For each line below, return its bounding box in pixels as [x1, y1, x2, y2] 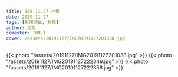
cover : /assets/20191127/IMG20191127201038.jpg [6, 36, 126, 41]
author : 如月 [6, 24, 37, 31]
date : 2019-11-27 [6, 14, 49, 20]
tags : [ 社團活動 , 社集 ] [6, 19, 60, 25]
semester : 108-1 [6, 30, 46, 36]
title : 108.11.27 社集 [6, 8, 60, 15]
